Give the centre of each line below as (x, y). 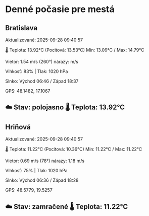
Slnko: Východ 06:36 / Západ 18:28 (42, 180)
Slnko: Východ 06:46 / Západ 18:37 (42, 81)
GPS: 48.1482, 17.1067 (28, 91)
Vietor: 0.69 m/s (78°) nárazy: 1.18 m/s (45, 161)
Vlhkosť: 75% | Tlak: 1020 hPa (36, 171)
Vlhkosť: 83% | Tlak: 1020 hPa (37, 71)
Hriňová (18, 127)
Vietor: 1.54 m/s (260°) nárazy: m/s (42, 62)
